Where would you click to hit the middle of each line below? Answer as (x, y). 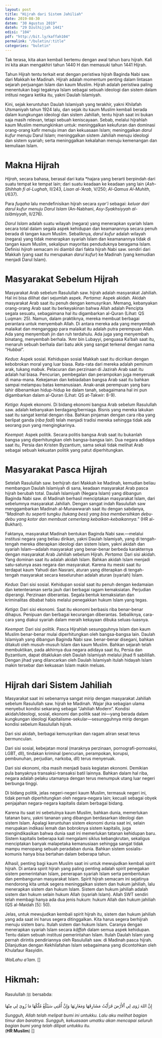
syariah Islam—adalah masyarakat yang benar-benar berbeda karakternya (79, 549)
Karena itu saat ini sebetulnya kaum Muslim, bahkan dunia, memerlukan (76, 813)
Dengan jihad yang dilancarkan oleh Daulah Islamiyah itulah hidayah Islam (79, 660)
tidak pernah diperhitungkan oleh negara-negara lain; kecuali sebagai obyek (81, 798)
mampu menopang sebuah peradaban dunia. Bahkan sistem (65, 849)
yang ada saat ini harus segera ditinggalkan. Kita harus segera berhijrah (77, 919)
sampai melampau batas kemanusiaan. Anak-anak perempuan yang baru (78, 385)
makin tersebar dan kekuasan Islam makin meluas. (55, 665)
